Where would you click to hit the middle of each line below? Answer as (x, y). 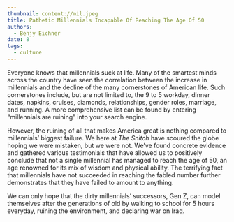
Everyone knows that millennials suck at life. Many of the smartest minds (112, 72)
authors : (20, 27)
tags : (15, 46)
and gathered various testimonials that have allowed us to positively (105, 153)
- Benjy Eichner (37, 33)
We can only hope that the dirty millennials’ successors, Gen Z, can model (114, 195)
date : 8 (19, 40)
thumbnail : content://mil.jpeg (53, 14)
